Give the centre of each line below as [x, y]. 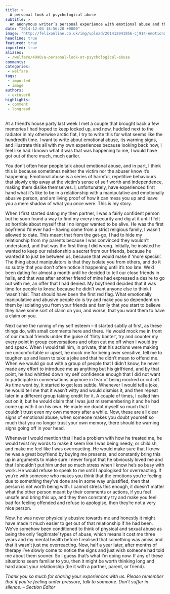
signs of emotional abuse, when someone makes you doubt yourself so [80, 417]
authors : [14, 90]
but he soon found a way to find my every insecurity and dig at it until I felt [83, 219]
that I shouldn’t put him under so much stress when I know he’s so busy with [85, 465]
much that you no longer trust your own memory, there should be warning [82, 423]
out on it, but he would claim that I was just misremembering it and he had [82, 401]
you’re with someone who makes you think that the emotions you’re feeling [83, 476]
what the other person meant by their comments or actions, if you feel [78, 492]
